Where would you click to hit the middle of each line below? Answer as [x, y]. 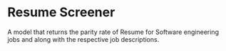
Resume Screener [61, 12]
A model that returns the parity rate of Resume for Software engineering [113, 32]
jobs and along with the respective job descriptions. [83, 39]
